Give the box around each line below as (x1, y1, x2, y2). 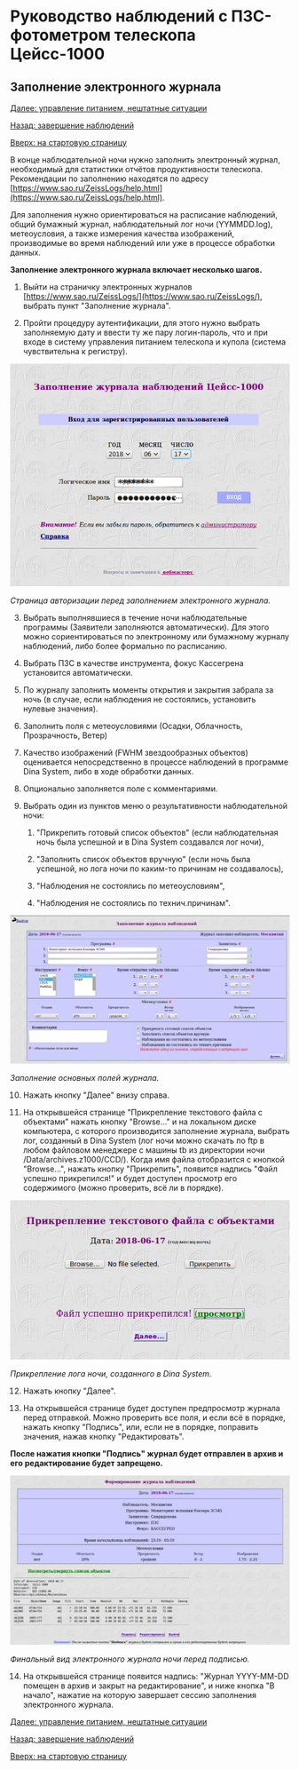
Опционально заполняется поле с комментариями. (22, 783, 218, 794)
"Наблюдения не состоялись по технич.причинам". (35, 898, 232, 909)
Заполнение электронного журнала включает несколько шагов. (10, 265, 263, 274)
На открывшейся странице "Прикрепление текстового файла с (22, 1107, 264, 1117)
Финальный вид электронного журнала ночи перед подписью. (10, 1654, 250, 1664)
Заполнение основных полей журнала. (10, 1072, 160, 1083)
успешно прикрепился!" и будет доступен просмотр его (22, 1172, 238, 1183)
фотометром (10, 25, 112, 45)
